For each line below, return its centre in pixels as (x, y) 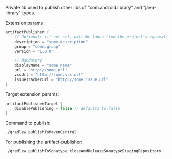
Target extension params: (32, 94)
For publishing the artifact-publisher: (44, 142)
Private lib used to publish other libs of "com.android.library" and (74, 7)
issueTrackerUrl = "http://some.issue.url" (62, 79)
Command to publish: (28, 123)
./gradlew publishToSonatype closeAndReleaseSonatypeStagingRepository (83, 151)
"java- (149, 7)
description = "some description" (51, 42)
